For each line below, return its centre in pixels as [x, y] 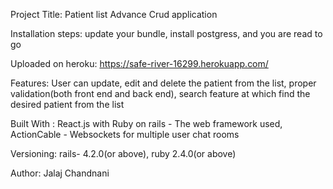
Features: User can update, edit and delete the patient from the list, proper [163, 83]
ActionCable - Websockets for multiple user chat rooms [125, 134]
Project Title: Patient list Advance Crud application [114, 14]
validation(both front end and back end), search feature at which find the [160, 93]
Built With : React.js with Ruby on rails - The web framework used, [146, 123]
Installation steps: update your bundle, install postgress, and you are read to [166, 33]
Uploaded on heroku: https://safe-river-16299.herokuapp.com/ [139, 63]
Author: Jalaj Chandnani [60, 173]
